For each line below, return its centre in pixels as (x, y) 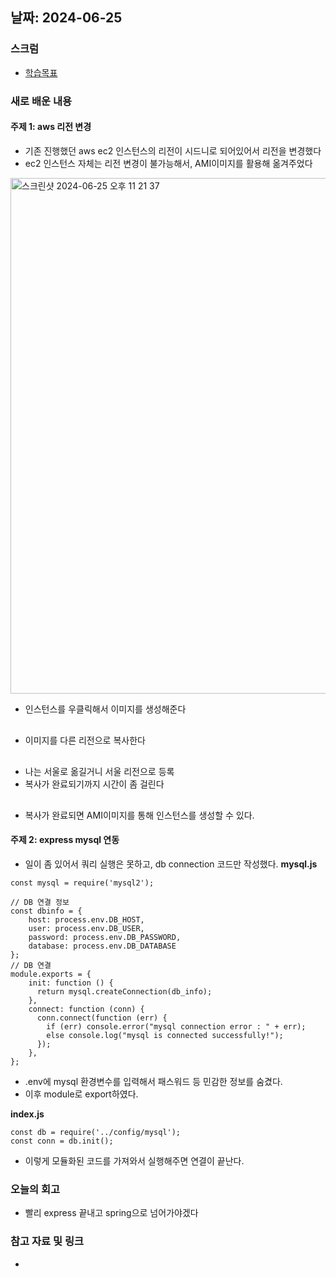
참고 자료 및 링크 (47, 1241)
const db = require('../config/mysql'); (96, 1133)
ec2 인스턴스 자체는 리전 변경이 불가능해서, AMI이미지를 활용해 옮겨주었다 (168, 163)
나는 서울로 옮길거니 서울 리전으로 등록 (99, 771)
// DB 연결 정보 (40, 903)
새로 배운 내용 (41, 101)
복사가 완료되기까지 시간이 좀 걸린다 (94, 784)
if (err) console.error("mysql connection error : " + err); (176, 1027)
